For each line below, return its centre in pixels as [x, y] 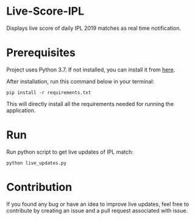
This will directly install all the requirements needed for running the [90, 104]
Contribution [39, 187]
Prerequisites [41, 53]
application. [21, 110]
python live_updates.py [37, 163]
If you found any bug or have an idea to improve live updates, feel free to [98, 204]
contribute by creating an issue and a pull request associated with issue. [97, 210]
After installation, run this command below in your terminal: [80, 81]
